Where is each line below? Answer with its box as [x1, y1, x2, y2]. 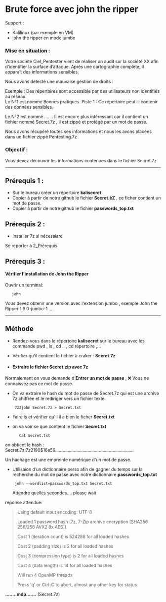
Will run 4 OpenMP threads [17, 572, 73, 578]
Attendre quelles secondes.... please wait [12, 490, 96, 496]
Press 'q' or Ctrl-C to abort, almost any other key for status [17, 582, 137, 588]
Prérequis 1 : [5, 176, 44, 185]
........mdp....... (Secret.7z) [5, 591, 60, 597]
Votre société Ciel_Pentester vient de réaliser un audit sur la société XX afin [5, 59, 159, 65]
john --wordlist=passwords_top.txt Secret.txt [14, 481, 112, 486]
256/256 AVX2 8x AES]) [17, 524, 67, 530]
